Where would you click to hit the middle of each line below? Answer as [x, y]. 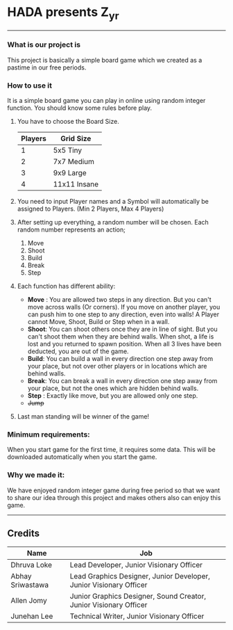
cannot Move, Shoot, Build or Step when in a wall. [98, 322]
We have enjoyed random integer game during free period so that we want [114, 490]
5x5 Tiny [68, 150]
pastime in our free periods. [47, 67]
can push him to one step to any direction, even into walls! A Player [123, 314]
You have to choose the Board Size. [68, 122]
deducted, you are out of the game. [78, 351]
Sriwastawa [30, 585]
